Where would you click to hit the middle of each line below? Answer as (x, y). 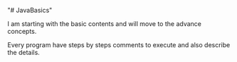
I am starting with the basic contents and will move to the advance (104, 24)
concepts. (22, 31)
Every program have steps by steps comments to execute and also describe (119, 45)
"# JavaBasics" (30, 10)
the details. (24, 52)
